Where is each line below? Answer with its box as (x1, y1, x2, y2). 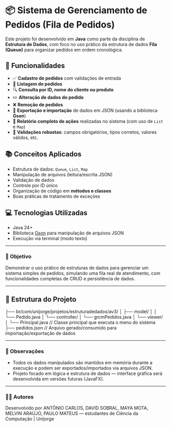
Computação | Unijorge (5, 416, 54, 422)
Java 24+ (12, 225, 33, 231)
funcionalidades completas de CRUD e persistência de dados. (5, 275, 135, 281)
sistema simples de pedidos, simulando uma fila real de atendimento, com (5, 270, 160, 276)
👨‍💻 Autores (5, 393, 34, 400)
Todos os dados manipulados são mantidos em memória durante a (12, 359, 153, 366)
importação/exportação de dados (5, 330, 76, 337)
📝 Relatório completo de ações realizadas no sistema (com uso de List (12, 118, 163, 124)
